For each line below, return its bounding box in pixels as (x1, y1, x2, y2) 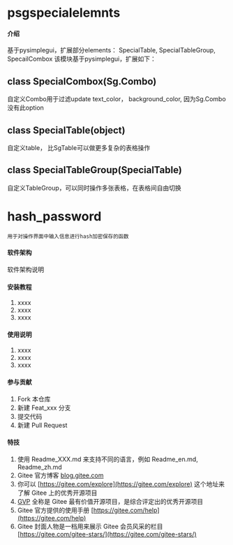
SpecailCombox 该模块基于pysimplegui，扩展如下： (7, 54, 157, 64)
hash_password (7, 209, 102, 225)
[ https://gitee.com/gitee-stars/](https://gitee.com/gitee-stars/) (17, 530, 197, 538)
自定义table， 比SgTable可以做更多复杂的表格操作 (7, 144, 151, 152)
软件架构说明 (7, 265, 44, 274)
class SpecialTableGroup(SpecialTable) (7, 164, 183, 176)
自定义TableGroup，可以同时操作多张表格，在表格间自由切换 (7, 184, 181, 192)
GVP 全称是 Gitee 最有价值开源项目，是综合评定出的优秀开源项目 (17, 497, 204, 505)
